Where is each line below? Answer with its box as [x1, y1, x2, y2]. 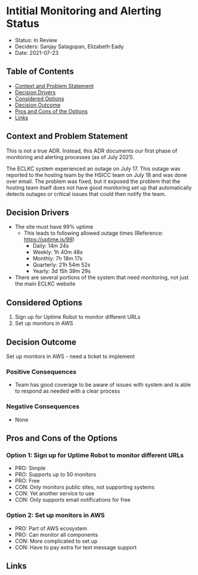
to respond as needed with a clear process [14, 387, 120, 394]
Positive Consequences [6, 368, 76, 376]
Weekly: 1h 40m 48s [32, 248, 83, 256]
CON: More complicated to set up [14, 537, 98, 545]
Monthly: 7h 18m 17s [32, 255, 83, 262]
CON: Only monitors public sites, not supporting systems [14, 484, 155, 491]
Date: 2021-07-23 [14, 49, 59, 56]
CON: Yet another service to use [14, 490, 95, 497]
